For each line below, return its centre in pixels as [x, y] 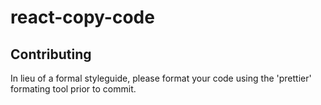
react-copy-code [82, 17]
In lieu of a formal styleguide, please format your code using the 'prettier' [161, 78]
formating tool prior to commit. [73, 89]
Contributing [51, 54]
